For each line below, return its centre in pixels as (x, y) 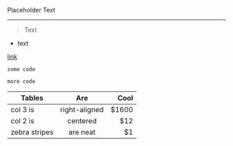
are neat (82, 132)
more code (21, 82)
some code (21, 69)
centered (82, 121)
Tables (32, 98)
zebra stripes (32, 132)
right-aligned (82, 110)
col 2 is (23, 121)
